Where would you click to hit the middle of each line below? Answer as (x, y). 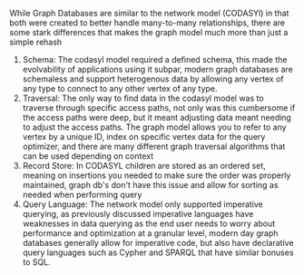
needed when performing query (82, 195)
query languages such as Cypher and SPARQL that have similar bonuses (158, 252)
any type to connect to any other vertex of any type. (120, 88)
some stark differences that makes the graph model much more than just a (149, 32)
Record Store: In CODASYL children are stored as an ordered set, (144, 166)
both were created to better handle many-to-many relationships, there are (147, 23)
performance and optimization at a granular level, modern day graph (150, 233)
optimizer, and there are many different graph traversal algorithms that (154, 146)
